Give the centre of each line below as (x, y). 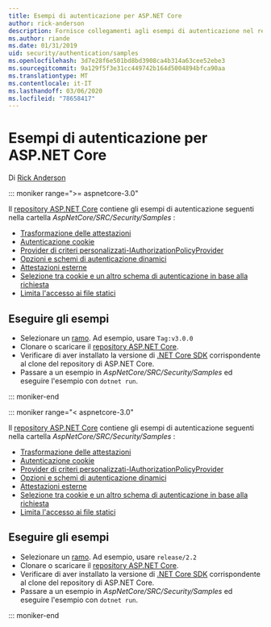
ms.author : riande (39, 38)
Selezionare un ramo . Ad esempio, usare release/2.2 (108, 557)
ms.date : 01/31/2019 (43, 46)
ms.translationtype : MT (48, 76)
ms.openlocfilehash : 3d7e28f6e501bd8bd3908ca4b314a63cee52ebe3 (117, 61)
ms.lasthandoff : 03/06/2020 (56, 91)
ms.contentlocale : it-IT (50, 83)
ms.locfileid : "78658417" (52, 98)
